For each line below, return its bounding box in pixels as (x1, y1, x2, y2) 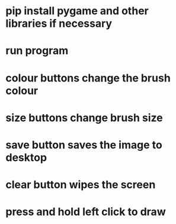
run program (5, 44, 69, 58)
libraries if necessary (5, 17, 113, 30)
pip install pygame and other (5, 4, 149, 18)
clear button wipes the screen (5, 178, 156, 191)
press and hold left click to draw (5, 205, 167, 219)
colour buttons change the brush (5, 71, 171, 84)
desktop (5, 150, 47, 164)
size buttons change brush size (5, 111, 164, 124)
